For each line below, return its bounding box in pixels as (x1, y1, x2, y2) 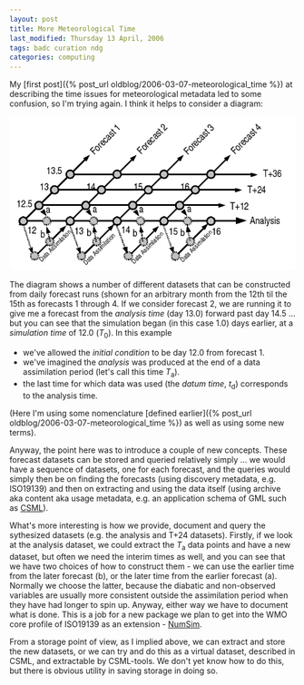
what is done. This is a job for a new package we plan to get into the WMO (9, 609, 288, 620)
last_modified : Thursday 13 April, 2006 (9, 34, 165, 43)
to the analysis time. (22, 390, 98, 401)
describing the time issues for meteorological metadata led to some (9, 89, 262, 100)
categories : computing (9, 53, 95, 63)
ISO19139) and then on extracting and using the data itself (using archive (9, 483, 281, 494)
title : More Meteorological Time (9, 24, 136, 34)
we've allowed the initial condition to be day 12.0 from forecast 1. (22, 347, 265, 358)
